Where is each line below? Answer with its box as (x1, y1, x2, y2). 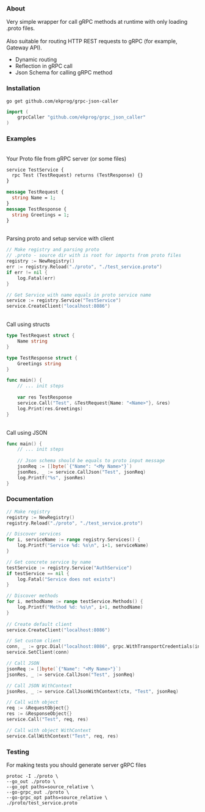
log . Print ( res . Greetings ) (17, 405, 84, 411)
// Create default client (6, 621, 72, 627)
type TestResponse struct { (6, 355, 78, 361)
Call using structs (6, 321, 51, 328)
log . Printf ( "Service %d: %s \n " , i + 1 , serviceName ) (17, 542, 149, 549)
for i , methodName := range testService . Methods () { (6, 598, 143, 605)
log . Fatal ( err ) (17, 275, 56, 281)
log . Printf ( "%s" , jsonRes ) (17, 474, 86, 480)
